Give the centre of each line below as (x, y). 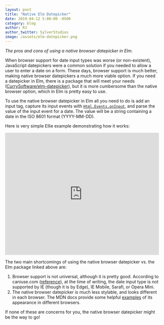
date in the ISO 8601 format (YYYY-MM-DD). (50, 116)
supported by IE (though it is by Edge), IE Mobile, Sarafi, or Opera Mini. (83, 287)
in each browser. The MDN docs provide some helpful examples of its (82, 297)
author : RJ (16, 28)
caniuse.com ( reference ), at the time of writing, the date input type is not (85, 282)
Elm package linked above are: (36, 267)
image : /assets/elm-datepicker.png (41, 37)
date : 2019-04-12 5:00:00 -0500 (38, 19)
